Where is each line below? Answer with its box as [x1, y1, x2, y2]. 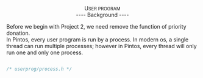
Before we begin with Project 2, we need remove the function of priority [6, 23, 187, 30]
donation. [6, 29, 30, 37]
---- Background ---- [76, 11, 129, 18]
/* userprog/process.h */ [6, 66, 72, 72]
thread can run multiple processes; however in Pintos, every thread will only [6, 43, 197, 49]
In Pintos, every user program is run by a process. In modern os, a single [6, 36, 189, 43]
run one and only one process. [6, 49, 84, 56]
